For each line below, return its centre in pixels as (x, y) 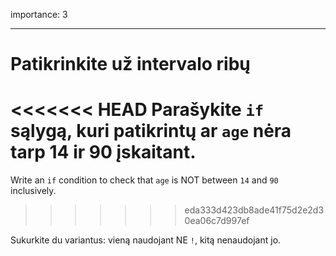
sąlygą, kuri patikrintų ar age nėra (151, 131)
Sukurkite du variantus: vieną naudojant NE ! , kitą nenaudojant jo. (146, 240)
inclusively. (33, 191)
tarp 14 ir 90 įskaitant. (103, 152)
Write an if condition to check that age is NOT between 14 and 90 (144, 180)
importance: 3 (39, 14)
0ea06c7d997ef (217, 221)
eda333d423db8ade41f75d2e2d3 (254, 210)
